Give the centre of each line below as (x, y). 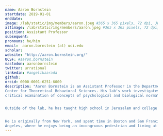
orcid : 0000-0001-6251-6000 (33, 82)
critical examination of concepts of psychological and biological (75, 95)
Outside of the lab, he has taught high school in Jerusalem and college (81, 108)
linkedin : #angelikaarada (31, 73)
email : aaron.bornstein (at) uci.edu (44, 46)
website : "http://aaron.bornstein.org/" (47, 55)
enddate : (14, 18)
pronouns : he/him (23, 41)
